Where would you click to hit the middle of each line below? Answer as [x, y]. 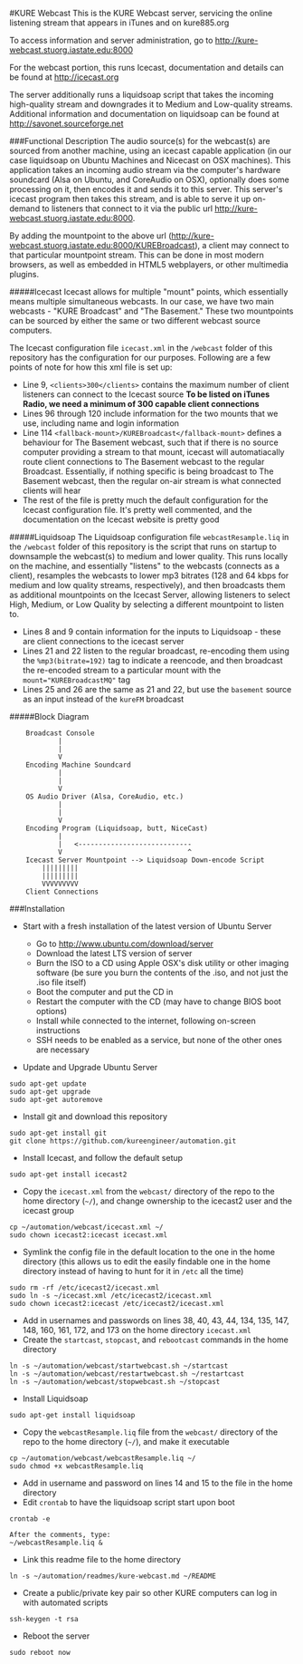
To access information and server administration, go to [111, 40]
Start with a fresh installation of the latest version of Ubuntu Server [147, 926]
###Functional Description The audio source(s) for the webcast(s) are [140, 141]
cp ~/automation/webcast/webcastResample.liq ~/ [103, 1458]
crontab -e [30, 1519]
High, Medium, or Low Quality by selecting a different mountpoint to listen [147, 605]
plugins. [24, 274]
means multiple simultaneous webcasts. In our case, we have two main [142, 301]
